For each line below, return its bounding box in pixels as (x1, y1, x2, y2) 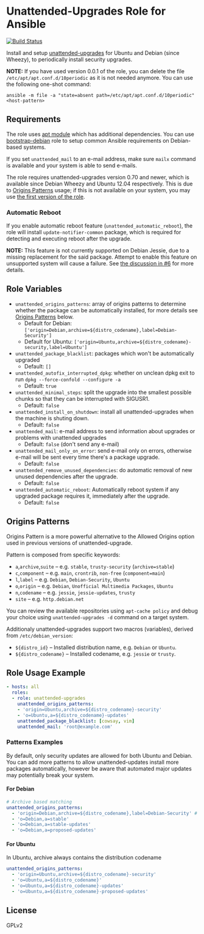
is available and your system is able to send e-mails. (6, 162, 137, 169)
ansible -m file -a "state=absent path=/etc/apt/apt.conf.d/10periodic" (6, 92, 195, 98)
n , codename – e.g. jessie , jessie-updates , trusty (15, 589, 136, 596)
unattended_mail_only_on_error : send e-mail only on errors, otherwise (15, 447, 192, 454)
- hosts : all (6, 684, 40, 690)
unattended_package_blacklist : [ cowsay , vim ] (17, 718, 135, 724)
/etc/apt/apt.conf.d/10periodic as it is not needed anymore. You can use (6, 74, 194, 81)
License (6, 905, 37, 916)
